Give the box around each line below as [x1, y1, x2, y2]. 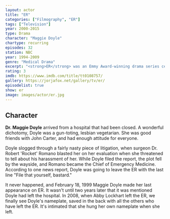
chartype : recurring [5, 41, 49, 46]
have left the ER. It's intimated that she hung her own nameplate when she [5, 203, 160, 209]
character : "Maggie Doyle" [5, 36, 62, 41]
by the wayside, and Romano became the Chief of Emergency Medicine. [5, 161, 156, 167]
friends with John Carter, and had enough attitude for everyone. [5, 135, 139, 141]
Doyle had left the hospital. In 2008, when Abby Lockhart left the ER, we [5, 193, 155, 199]
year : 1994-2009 [5, 54, 39, 60]
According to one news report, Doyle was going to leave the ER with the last [5, 167, 163, 173]
